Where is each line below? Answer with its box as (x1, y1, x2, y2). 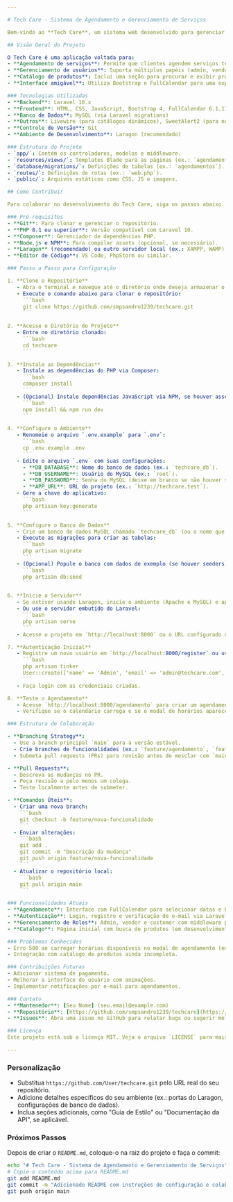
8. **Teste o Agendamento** (7, 695, 89, 702)
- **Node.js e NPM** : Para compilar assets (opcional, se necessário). (7, 239, 218, 247)
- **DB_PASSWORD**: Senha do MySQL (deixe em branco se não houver (22, 477, 222, 484)
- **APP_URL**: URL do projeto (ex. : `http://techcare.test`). (22, 484, 209, 491)
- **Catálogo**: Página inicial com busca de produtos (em (7, 925, 182, 932)
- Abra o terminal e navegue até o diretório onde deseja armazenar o (16, 283, 225, 290)
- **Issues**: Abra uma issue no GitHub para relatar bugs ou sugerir (7, 1015, 216, 1022)
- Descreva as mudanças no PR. (13, 771, 104, 778)
